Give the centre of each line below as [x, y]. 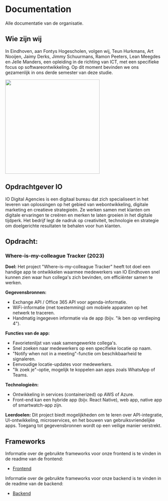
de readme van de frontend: [34, 459]
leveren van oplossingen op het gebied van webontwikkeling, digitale [77, 204]
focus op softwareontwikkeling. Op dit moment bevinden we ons [72, 67]
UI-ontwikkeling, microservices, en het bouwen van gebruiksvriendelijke [80, 420]
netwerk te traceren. [34, 313]
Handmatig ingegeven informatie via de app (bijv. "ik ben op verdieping [86, 318]
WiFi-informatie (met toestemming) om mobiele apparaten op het [80, 308]
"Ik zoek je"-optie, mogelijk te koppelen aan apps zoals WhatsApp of [84, 370]
